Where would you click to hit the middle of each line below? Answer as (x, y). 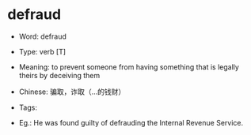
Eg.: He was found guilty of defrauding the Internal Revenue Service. (131, 122)
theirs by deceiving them (59, 75)
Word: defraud (42, 36)
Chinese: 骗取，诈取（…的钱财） (72, 92)
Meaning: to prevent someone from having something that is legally (129, 67)
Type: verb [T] (42, 51)
